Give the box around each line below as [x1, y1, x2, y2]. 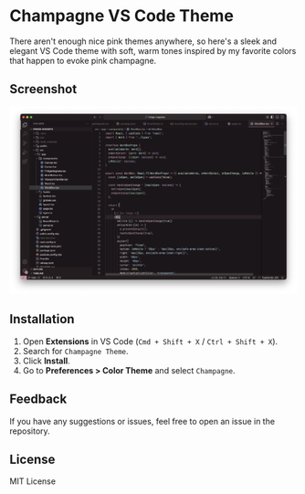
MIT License [9, 476, 57, 487]
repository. [9, 426, 50, 436]
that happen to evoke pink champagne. [9, 55, 157, 66]
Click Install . [22, 355, 70, 366]
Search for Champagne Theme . [22, 345, 130, 356]
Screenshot [9, 81, 78, 97]
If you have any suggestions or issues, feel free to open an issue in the [9, 415, 276, 426]
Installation [9, 311, 75, 327]
